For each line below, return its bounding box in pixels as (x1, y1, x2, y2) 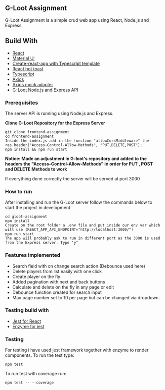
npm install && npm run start (5, 147, 68, 152)
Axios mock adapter (12, 81, 53, 87)
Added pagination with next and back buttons (12, 279, 105, 284)
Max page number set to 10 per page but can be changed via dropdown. (12, 294, 160, 300)
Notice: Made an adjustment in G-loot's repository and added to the (5, 156, 147, 162)
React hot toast (12, 65, 43, 71)
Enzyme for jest (12, 323, 44, 329)
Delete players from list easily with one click (12, 268, 102, 274)
